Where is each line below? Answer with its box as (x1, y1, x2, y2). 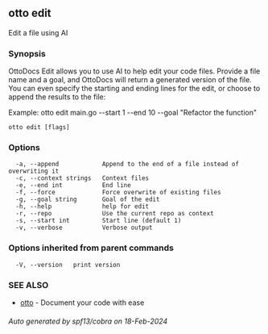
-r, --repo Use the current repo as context (15, 210, 215, 218)
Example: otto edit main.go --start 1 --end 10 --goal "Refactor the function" (8, 108, 258, 118)
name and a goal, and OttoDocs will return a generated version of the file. (8, 75, 252, 85)
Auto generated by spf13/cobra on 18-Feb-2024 (8, 316, 168, 326)
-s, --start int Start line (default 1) (15, 217, 182, 225)
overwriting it (8, 167, 60, 176)
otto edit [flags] (8, 123, 70, 132)
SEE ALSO (8, 279, 49, 290)
